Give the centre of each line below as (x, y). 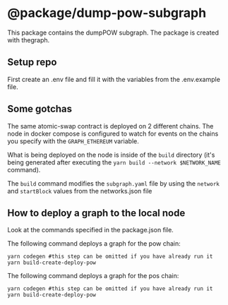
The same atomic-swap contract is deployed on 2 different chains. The (110, 126)
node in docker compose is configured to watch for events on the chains (113, 133)
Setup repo (32, 62)
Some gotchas (40, 109)
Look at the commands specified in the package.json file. (91, 230)
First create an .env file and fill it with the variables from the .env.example (114, 79)
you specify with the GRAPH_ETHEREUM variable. (73, 141)
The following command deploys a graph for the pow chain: (94, 244)
